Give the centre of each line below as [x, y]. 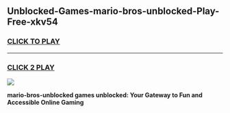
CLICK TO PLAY [34, 42]
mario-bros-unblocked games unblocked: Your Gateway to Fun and [105, 95]
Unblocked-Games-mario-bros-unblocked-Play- [113, 11]
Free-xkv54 [33, 22]
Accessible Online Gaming [46, 102]
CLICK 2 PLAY [31, 67]
